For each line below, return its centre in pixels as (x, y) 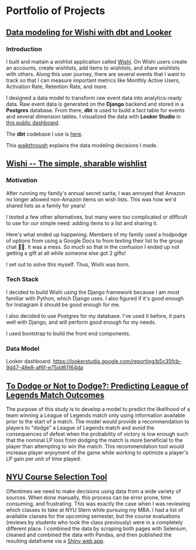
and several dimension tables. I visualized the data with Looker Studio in (94, 116)
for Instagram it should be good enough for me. (63, 305)
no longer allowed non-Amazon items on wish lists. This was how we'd (91, 199)
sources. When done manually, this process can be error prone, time (89, 497)
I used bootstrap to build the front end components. (68, 333)
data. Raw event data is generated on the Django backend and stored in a (95, 104)
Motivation (22, 181)
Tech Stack (23, 279)
